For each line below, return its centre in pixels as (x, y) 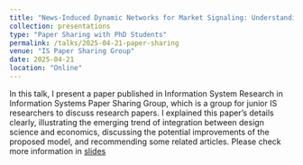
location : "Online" (46, 69)
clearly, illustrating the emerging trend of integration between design (137, 122)
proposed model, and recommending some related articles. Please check (145, 142)
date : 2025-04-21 (42, 60)
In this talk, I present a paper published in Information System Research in (147, 93)
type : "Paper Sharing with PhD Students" (88, 34)
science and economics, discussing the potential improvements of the (139, 132)
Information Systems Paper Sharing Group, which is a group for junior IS (143, 103)
